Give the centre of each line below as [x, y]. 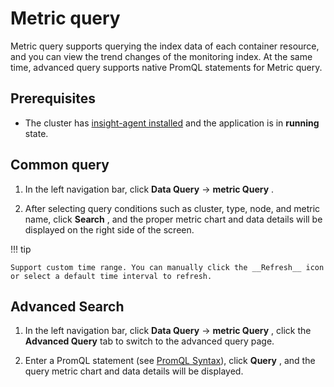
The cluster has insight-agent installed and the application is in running [172, 123]
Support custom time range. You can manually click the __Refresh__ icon [167, 267]
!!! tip [21, 249]
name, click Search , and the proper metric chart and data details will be [173, 219]
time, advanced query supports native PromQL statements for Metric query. [166, 67]
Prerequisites [53, 98]
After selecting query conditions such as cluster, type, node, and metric [172, 208]
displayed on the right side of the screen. [109, 229]
